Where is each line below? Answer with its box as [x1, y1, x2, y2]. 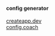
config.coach [6, 24, 38, 31]
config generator [6, 5, 49, 12]
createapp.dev [6, 17, 42, 24]
